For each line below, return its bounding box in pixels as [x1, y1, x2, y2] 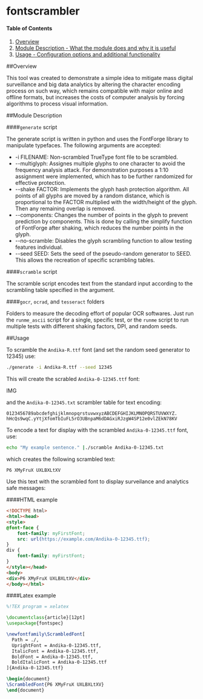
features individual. [15, 243, 64, 251]
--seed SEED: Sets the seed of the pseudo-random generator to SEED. [15, 250, 192, 257]
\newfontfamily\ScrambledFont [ [6, 631, 85, 637]
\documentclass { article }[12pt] [6, 615, 85, 621]
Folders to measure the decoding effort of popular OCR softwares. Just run [6, 310, 194, 317]
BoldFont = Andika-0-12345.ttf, [12, 654, 94, 660]
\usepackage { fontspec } [6, 620, 64, 626]
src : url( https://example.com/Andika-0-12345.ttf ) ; [17, 536, 150, 542]
